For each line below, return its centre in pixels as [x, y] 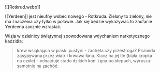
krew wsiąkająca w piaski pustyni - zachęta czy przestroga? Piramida [86, 51]
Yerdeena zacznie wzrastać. [33, 27]
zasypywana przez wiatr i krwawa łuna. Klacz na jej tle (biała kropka [84, 56]
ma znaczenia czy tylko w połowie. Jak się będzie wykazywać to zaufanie [79, 22]
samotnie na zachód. [38, 66]
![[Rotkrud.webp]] [23, 7]
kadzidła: [14, 41]
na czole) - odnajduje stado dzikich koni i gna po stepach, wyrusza [83, 61]
